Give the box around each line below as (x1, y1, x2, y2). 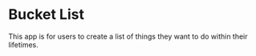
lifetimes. (8, 39, 39, 49)
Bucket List (8, 6, 84, 24)
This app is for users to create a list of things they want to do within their (8, 32, 248, 41)
